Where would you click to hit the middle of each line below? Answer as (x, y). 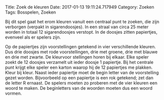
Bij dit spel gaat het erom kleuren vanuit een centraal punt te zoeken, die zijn (82, 22)
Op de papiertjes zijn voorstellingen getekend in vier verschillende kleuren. (81, 47)
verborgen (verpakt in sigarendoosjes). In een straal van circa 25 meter (77, 27)
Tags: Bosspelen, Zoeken (31, 12)
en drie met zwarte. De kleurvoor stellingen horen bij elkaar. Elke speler (77, 57)
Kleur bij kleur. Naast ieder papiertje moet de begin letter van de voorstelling (82, 72)
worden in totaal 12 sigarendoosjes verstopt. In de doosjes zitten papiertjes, (81, 32)
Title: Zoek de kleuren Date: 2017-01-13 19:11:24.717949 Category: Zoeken (80, 7)
